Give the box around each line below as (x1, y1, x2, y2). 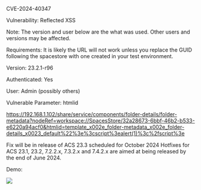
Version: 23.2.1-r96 (6, 64, 53, 71)
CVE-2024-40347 (6, 5, 51, 12)
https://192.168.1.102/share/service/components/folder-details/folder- (6, 111, 178, 117)
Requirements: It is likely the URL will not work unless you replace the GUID (6, 46, 193, 53)
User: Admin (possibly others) (6, 88, 80, 95)
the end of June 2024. (6, 154, 62, 161)
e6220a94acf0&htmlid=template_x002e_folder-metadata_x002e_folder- (6, 123, 185, 131)
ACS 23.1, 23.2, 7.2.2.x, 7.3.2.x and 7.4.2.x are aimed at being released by (6, 148, 187, 155)
